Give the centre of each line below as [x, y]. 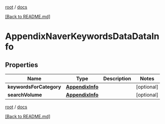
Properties [22, 65]
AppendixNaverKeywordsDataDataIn [82, 37]
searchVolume [25, 95]
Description [117, 79]
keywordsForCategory [34, 87]
